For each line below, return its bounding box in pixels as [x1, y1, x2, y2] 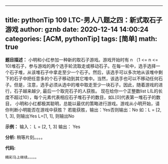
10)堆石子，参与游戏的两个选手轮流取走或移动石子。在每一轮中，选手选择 [5, 63, 156, 69]
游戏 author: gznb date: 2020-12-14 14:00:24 [5, 25, 149, 34]
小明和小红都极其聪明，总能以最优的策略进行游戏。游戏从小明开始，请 [14, 100, 160, 106]
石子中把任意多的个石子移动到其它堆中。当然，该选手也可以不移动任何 [13, 75, 158, 81]
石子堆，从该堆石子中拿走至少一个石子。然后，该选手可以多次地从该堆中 [9, 69, 158, 75]
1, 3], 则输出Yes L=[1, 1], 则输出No [5, 113, 74, 119]
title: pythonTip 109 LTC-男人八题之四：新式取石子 [5, 16, 162, 24]
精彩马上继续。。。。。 [5, 154, 39, 160]
